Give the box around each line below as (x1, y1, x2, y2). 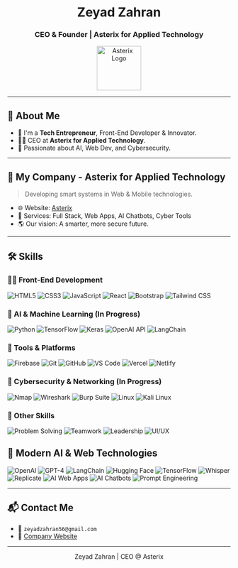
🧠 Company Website (17, 532, 78, 540)
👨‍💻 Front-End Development (7, 275, 103, 285)
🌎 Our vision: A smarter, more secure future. (17, 219, 149, 228)
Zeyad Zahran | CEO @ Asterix (74, 552, 164, 561)
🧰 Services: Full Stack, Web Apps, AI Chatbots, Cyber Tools (17, 212, 191, 220)
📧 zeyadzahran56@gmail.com (17, 524, 97, 532)
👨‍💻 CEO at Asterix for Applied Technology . (17, 136, 146, 145)
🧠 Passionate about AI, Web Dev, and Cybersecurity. (17, 143, 171, 153)
